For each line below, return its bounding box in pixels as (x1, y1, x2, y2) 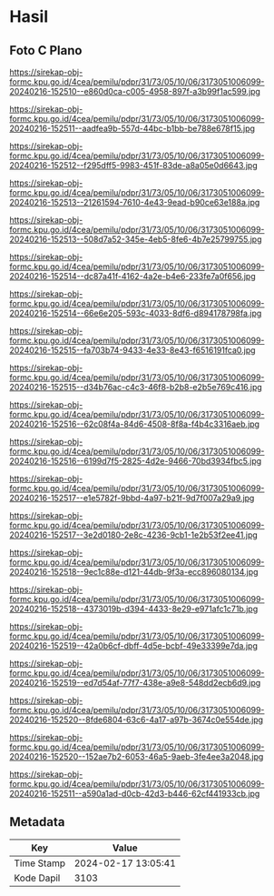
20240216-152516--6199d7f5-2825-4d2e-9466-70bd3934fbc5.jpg (9, 456, 262, 466)
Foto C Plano (9, 43, 83, 58)
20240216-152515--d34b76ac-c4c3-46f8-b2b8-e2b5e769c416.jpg (9, 382, 263, 392)
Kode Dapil (14, 871, 61, 884)
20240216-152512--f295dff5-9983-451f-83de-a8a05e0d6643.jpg (9, 160, 258, 170)
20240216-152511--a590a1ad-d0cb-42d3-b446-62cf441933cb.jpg (9, 789, 260, 799)
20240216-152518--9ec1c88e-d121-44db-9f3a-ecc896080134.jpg (9, 567, 259, 577)
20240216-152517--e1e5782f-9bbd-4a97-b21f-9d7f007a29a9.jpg (9, 493, 255, 503)
